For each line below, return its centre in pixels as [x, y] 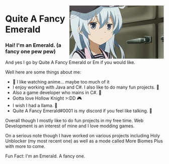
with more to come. [25, 146]
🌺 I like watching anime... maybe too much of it [61, 82]
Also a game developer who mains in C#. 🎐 [57, 93]
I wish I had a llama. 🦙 [35, 106]
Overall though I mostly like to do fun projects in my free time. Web [74, 121]
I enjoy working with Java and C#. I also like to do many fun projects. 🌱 [86, 87]
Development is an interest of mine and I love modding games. [70, 126]
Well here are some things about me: [43, 72]
